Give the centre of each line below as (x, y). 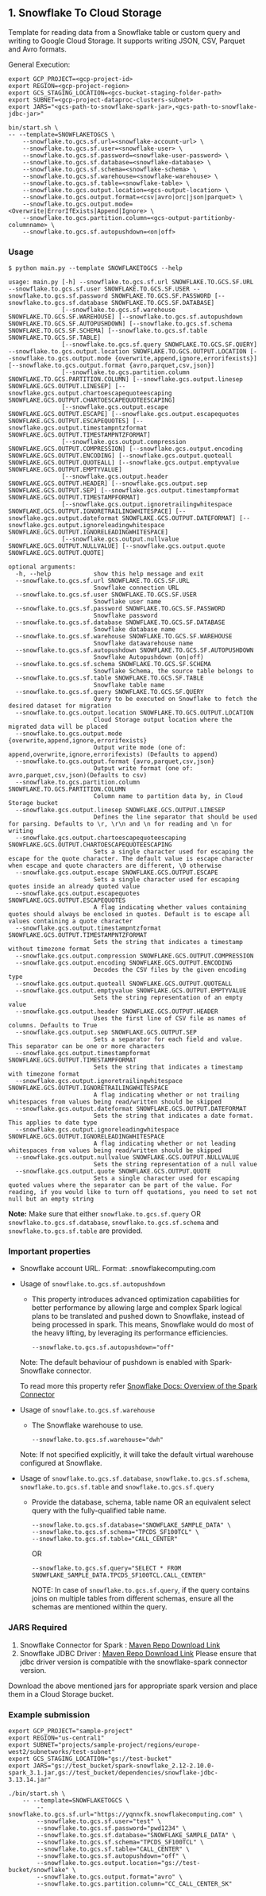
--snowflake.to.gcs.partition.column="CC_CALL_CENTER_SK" (135, 1884)
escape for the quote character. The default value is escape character (131, 859)
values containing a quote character (71, 921)
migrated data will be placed (58, 727)
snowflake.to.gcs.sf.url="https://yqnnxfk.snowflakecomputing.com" (122, 1814)
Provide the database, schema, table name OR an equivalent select (141, 1502)
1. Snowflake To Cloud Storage (85, 13)
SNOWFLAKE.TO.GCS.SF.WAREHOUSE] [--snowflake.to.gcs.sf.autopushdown (126, 317)
